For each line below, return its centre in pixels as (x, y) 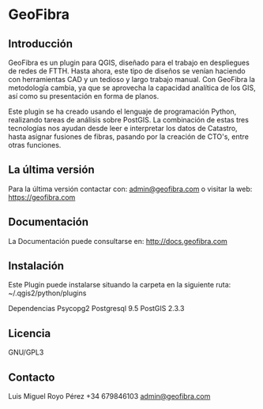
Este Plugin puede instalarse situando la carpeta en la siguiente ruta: (120, 285)
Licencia (30, 333)
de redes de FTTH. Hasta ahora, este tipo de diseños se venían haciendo (127, 71)
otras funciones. (35, 145)
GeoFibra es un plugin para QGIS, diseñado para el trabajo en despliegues (129, 62)
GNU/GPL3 (26, 352)
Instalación (36, 266)
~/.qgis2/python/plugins (47, 293)
